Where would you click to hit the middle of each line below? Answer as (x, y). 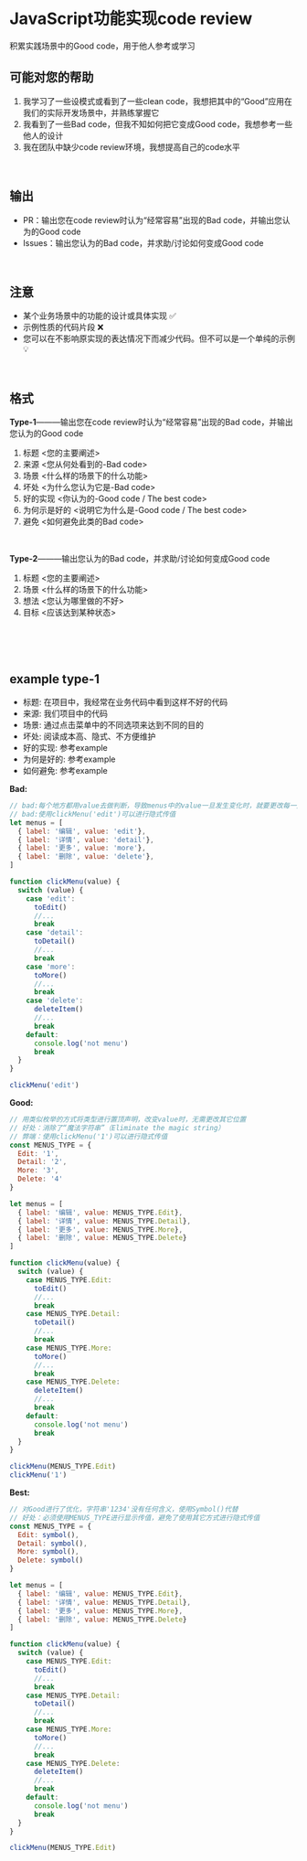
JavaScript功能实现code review (131, 19)
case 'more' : (51, 967)
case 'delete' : (55, 1001)
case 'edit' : (51, 898)
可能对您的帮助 (52, 77)
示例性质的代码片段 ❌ (63, 327)
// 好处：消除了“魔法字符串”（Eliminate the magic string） (117, 1128)
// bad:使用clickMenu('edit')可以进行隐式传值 (93, 814)
